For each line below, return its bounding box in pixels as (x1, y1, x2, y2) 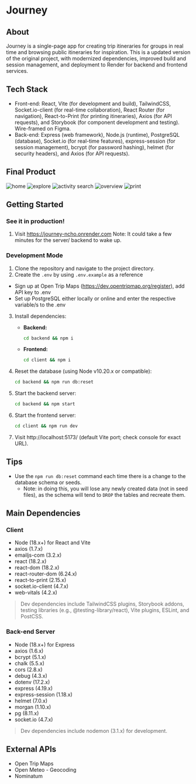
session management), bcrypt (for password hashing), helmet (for (14, 143, 174, 150)
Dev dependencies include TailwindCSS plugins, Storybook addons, (20, 600, 184, 608)
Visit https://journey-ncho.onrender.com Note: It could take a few (14, 230, 172, 238)
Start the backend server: (14, 390, 77, 397)
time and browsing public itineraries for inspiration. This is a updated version (6, 49, 191, 56)
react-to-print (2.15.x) (14, 577, 67, 584)
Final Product (6, 167, 56, 177)
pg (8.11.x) (14, 709, 39, 716)
